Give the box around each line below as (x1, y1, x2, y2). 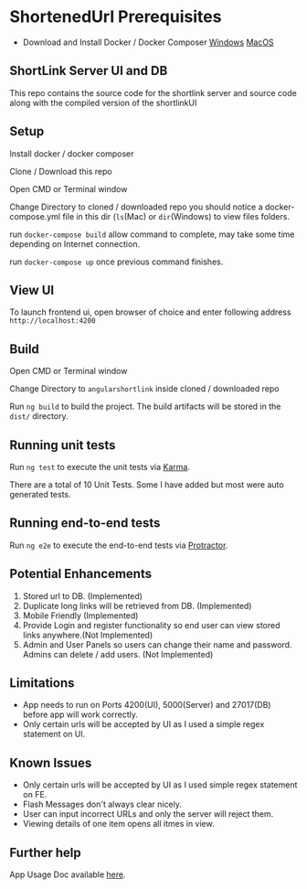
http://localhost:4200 (9, 316, 96, 326)
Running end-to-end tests (9, 515, 161, 531)
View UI (9, 282, 55, 298)
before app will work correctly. (22, 709, 139, 720)
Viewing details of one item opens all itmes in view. (22, 819, 215, 830)
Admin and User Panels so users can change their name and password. (22, 638, 292, 650)
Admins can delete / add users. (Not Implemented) (22, 648, 214, 659)
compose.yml (9, 210, 61, 221)
